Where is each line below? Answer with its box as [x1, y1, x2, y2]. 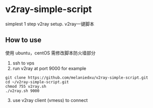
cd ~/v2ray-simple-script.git [5, 79, 69, 84]
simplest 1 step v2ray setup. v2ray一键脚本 [5, 21, 95, 27]
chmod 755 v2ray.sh [5, 84, 47, 89]
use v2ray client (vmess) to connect [12, 97, 88, 103]
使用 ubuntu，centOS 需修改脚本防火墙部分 [5, 49, 96, 56]
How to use [5, 36, 42, 44]
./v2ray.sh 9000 [5, 88, 40, 93]
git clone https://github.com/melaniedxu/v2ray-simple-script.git [5, 75, 148, 80]
